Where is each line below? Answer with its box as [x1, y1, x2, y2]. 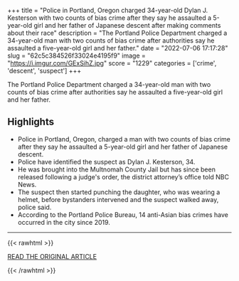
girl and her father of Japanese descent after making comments [33, 21, 221, 29]
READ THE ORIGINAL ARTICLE [7, 252, 97, 260]
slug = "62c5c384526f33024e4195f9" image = [7, 51, 146, 60]
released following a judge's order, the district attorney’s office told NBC [17, 172, 230, 181]
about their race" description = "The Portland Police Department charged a [7, 28, 228, 37]
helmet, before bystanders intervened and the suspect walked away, [17, 195, 219, 203]
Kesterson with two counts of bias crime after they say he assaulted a [7, 14, 212, 22]
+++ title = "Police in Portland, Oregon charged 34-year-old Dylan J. [7, 6, 208, 14]
